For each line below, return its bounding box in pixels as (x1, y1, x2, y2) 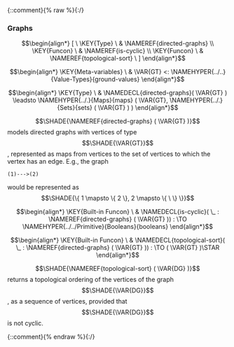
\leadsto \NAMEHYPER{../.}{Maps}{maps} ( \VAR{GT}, (13, 96, 168, 104)
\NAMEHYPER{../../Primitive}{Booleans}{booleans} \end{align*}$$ (22, 222, 214, 231)
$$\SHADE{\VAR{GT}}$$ (81, 139, 154, 148)
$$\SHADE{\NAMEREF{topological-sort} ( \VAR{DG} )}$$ (35, 264, 200, 273)
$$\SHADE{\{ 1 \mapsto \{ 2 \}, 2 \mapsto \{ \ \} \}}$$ (41, 194, 195, 202)
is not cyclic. (7, 319, 44, 327)
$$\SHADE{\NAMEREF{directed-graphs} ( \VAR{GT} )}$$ (35, 117, 200, 125)
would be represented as (7, 183, 79, 192)
